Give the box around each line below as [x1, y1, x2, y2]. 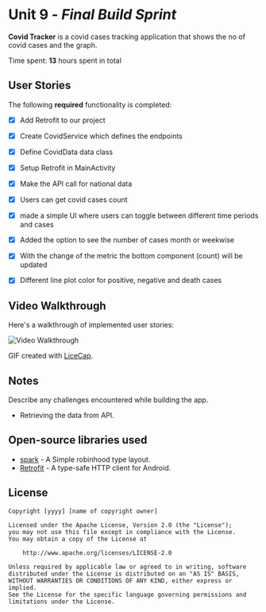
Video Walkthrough [8, 299, 106, 312]
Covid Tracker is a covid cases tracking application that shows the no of [8, 32, 246, 41]
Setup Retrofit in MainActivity [19, 163, 116, 172]
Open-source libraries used [8, 433, 148, 447]
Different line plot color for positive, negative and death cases [19, 276, 222, 285]
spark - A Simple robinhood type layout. [19, 455, 151, 464]
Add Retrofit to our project [19, 115, 106, 125]
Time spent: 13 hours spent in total [8, 56, 121, 65]
